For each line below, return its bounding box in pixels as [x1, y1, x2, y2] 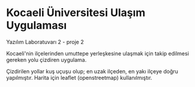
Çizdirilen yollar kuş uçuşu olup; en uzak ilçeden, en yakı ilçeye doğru [6, 67, 179, 74]
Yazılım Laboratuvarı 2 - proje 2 [6, 38, 84, 45]
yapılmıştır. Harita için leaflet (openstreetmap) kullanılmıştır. [6, 74, 152, 81]
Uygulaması [6, 18, 67, 32]
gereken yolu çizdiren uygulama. [6, 56, 87, 63]
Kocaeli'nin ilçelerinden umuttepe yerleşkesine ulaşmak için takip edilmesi [6, 49, 189, 57]
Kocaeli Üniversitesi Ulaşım [6, 6, 146, 20]
